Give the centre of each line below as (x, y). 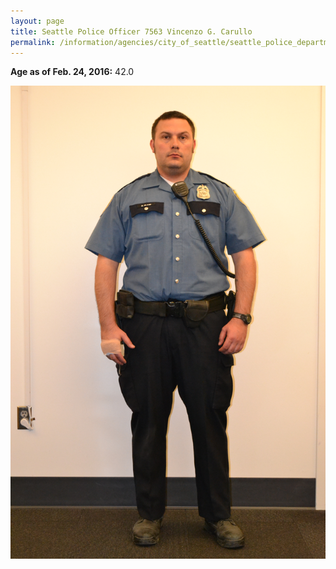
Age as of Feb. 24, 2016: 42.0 (72, 72)
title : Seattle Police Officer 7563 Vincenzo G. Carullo (131, 31)
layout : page (37, 21)
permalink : (33, 42)
